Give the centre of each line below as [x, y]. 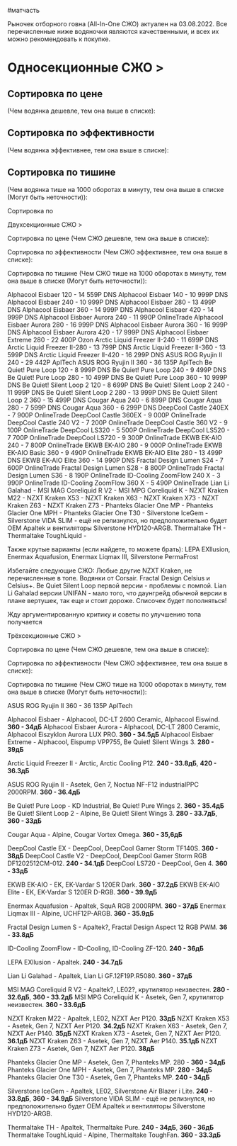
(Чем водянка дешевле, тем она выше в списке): [81, 111]
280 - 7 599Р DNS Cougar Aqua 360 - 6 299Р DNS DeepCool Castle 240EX [118, 408]
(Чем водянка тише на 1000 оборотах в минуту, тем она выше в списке [116, 189]
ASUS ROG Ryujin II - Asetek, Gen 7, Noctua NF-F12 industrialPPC [103, 784]
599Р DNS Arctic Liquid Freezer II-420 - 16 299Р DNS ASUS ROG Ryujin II [115, 354]
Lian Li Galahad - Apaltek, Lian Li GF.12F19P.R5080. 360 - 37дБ [100, 976]
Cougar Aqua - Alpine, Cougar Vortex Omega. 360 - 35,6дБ [95, 834]
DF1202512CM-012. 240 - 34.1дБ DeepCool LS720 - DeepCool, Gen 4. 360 [117, 863]
